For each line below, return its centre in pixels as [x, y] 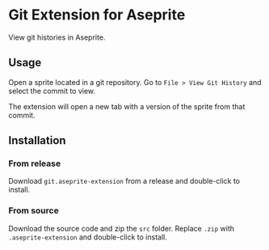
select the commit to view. [52, 91]
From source [34, 210]
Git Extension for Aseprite [97, 15]
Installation [37, 140]
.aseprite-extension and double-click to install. [88, 237]
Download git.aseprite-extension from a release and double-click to [124, 181]
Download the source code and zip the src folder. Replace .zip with [121, 228]
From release [35, 163]
